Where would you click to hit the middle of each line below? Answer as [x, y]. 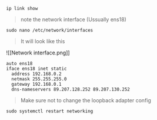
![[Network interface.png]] [38, 53]
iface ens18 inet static [36, 69]
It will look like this [43, 41]
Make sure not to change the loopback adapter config [86, 100]
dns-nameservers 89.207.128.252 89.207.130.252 [71, 89]
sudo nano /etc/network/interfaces [50, 30]
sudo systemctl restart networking [50, 111]
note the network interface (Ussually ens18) [73, 20]
